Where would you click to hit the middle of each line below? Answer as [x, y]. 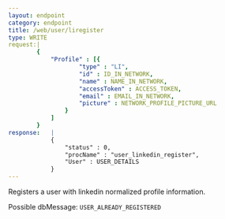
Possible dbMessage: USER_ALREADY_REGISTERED [85, 207]
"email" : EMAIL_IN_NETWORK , [127, 96]
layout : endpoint [37, 15]
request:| [24, 45]
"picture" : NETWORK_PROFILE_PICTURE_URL [148, 103]
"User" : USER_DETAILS [102, 162]
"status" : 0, [88, 147]
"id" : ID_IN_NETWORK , [116, 74]
